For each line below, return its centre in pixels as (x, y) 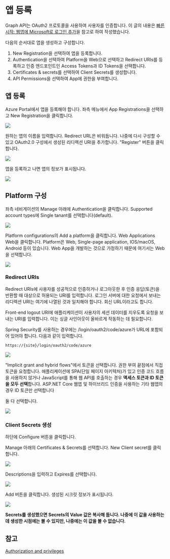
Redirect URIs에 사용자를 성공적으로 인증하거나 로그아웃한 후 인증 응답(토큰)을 (82, 289)
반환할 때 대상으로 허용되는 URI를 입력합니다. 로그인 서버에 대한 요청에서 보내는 (83, 295)
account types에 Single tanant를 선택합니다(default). (59, 215)
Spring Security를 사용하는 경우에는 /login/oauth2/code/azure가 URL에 (77, 329)
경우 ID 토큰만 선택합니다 (30, 390)
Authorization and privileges (35, 551)
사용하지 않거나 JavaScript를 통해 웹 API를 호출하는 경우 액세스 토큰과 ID (82, 377)
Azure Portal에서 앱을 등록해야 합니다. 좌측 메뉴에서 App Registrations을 (78, 109)
